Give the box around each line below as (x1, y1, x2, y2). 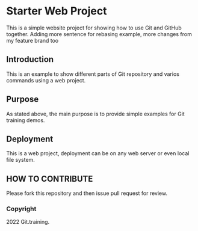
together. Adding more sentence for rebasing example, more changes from (6, 30, 193, 37)
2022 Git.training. (6, 218, 50, 226)
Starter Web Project (6, 4, 107, 18)
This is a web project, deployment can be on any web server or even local (6, 150, 190, 157)
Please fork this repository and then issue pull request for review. (6, 189, 167, 197)
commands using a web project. (6, 76, 86, 84)
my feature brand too (6, 37, 59, 44)
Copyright (6, 205, 37, 213)
